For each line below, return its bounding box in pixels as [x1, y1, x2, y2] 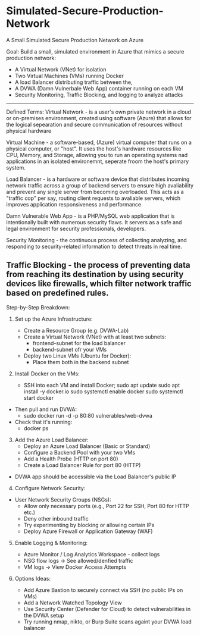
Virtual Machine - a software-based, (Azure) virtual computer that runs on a [6, 139, 192, 146]
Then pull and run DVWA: [14, 406, 77, 413]
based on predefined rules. [6, 288, 109, 298]
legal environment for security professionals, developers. [6, 225, 146, 232]
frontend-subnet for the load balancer [32, 339, 126, 346]
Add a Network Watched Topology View [23, 599, 122, 606]
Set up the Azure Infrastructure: [14, 315, 93, 322]
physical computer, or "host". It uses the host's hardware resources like [6, 145, 182, 152]
